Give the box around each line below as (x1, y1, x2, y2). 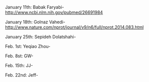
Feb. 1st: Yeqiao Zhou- (5, 43, 51, 49)
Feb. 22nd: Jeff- (5, 72, 38, 78)
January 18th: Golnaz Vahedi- (5, 19, 66, 25)
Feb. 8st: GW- (5, 53, 34, 59)
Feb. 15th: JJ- (5, 63, 33, 68)
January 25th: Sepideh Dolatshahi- (5, 34, 76, 40)
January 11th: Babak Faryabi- (5, 4, 64, 10)
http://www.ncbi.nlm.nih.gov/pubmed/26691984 (5, 9, 103, 15)
